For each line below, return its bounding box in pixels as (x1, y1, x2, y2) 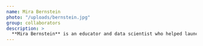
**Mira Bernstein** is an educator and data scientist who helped (11, 31, 182, 37)
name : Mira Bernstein (6, 8, 61, 15)
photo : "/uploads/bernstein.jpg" (6, 14, 91, 20)
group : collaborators (6, 20, 61, 26)
